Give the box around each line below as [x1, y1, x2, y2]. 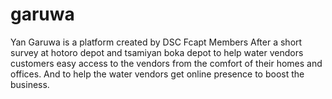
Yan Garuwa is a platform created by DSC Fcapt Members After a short [10, 36, 303, 48]
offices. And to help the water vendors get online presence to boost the [10, 68, 305, 80]
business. [10, 78, 50, 90]
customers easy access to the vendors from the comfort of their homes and [10, 57, 323, 69]
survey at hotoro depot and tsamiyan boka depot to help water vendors [10, 46, 304, 58]
